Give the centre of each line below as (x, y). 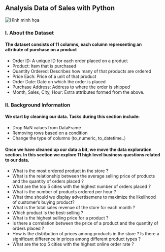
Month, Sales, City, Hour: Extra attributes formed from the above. (78, 92)
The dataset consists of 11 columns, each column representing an (73, 44)
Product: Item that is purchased (44, 66)
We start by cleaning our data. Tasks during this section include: (72, 117)
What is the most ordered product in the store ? (60, 171)
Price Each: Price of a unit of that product (54, 76)
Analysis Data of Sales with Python (60, 8)
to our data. (17, 160)
